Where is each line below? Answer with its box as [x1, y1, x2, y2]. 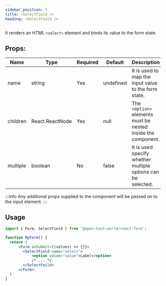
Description [131, 59, 160, 66]
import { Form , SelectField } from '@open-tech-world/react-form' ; [5, 226, 147, 231]
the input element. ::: [5, 199, 47, 205]
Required [76, 59, 99, 66]
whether [131, 156, 151, 163]
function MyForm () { [5, 235, 48, 240]
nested [131, 123, 148, 130]
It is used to [131, 67, 159, 74]
